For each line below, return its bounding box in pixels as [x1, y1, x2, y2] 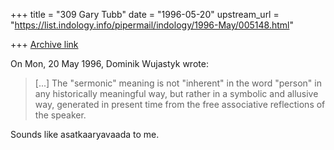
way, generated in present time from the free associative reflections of [34, 99, 326, 110]
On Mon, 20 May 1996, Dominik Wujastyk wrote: [10, 58, 209, 69]
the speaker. [34, 109, 87, 121]
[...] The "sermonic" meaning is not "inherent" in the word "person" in [34, 77, 322, 89]
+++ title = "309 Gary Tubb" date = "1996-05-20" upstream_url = [10, 9, 280, 20]
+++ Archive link [10, 39, 79, 50]
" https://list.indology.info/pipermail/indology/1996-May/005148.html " [10, 19, 294, 31]
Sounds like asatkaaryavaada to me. [10, 129, 160, 140]
